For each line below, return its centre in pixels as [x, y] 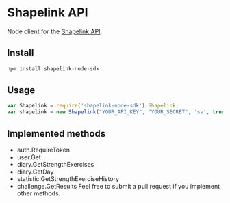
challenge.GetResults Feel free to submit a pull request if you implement [118, 186]
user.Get [29, 157]
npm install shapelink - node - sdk [53, 69]
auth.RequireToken [43, 150]
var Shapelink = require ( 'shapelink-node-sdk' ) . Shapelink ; [93, 106]
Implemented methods [56, 134]
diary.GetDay [35, 172]
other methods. [39, 193]
